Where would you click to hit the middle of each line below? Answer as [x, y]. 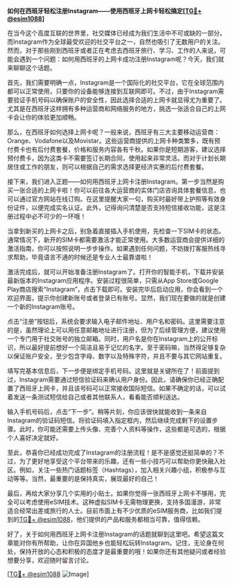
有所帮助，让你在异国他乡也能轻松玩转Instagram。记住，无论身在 [124, 543]
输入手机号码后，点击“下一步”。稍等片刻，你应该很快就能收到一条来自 [107, 412]
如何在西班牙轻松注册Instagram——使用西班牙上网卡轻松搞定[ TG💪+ [105, 11]
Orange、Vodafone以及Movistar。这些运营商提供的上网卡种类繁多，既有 [111, 141]
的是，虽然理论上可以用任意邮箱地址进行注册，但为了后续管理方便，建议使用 [116, 330]
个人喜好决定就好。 [35, 438]
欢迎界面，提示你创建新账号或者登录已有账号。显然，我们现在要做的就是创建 [116, 298]
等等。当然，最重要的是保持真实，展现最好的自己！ [86, 478]
